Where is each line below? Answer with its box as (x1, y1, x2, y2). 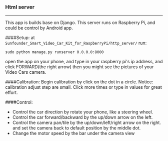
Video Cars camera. (5, 69, 46, 75)
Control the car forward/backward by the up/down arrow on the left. (12, 114, 153, 120)
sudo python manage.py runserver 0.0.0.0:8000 (5, 50, 104, 55)
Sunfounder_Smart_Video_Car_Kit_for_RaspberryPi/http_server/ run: (5, 40, 147, 46)
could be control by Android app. (5, 25, 73, 31)
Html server (5, 4, 35, 11)
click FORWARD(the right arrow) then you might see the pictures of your (5, 64, 154, 70)
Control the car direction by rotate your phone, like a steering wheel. (12, 109, 153, 115)
